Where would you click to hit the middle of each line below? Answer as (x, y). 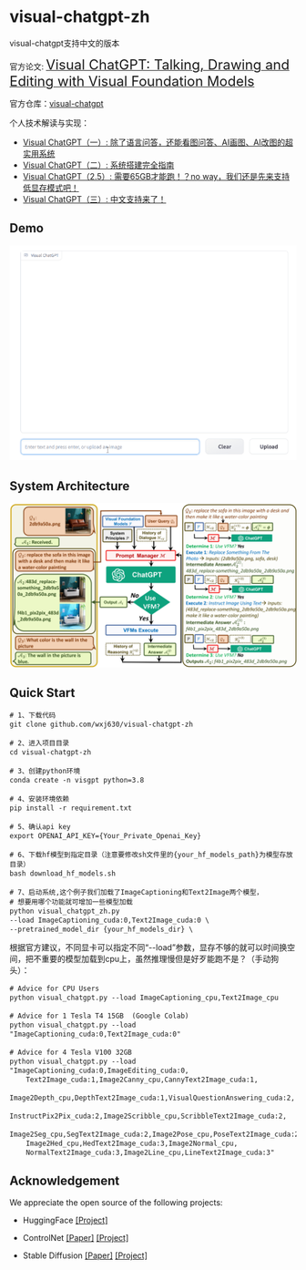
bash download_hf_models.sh (63, 874)
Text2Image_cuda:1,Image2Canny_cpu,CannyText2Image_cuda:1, (142, 1080)
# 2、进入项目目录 (40, 743)
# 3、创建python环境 (45, 772)
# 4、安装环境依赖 (40, 799)
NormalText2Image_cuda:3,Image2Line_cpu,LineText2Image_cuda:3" (150, 1153)
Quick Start (42, 693)
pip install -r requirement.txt (71, 808)
